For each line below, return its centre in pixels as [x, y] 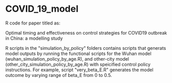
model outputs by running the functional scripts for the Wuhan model [78, 53]
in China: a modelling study [34, 38]
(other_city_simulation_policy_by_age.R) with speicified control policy [78, 64]
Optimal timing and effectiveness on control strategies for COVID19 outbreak [86, 33]
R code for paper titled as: [33, 23]
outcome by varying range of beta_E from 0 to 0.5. [59, 75]
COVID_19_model [42, 9]
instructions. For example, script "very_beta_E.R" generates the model [79, 70]
